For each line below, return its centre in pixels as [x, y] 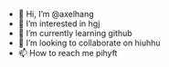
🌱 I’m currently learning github [75, 33]
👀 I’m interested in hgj [59, 24]
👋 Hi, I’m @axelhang [56, 14]
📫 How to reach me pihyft [68, 53]
